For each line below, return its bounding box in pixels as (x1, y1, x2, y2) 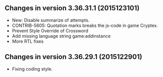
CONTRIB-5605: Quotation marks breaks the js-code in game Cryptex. (12, 22, 158, 28)
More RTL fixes (12, 38, 44, 44)
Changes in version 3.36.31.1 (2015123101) (5, 4, 140, 12)
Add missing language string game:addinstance (12, 33, 111, 39)
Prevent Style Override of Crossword (12, 27, 89, 34)
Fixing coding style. (12, 66, 53, 72)
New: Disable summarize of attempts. (12, 17, 90, 23)
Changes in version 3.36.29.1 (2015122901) (5, 53, 142, 61)
